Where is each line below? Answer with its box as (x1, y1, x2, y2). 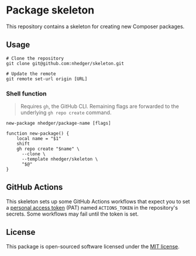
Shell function (6, 89, 47, 97)
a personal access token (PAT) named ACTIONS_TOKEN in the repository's (6, 204, 178, 211)
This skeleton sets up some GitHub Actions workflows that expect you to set (6, 197, 190, 205)
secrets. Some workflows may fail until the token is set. (6, 210, 139, 217)
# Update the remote (6, 71, 57, 77)
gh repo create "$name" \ (16, 146, 80, 152)
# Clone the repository (6, 55, 64, 62)
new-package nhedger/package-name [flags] (6, 121, 111, 127)
